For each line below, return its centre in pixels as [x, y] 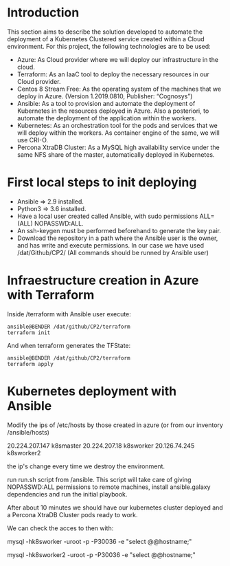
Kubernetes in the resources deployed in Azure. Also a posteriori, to [113, 111]
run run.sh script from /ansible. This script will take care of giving [99, 479]
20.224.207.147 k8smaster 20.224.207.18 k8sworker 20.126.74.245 [101, 446]
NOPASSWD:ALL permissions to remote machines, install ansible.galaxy [109, 487]
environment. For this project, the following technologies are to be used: [109, 46]
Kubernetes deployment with [92, 391]
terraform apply [30, 364]
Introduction [43, 13]
